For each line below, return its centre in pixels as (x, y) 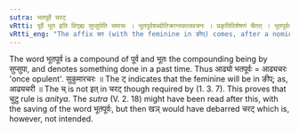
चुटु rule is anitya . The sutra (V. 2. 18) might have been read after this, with (144, 99)
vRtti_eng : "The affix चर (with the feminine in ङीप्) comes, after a (139, 34)
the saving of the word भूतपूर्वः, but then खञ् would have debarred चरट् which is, (149, 109)
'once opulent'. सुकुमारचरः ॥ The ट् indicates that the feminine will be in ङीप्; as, (149, 79)
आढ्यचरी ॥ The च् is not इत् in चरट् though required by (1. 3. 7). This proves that (148, 89)
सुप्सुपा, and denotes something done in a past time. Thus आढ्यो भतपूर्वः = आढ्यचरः (148, 69)
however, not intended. (51, 119)
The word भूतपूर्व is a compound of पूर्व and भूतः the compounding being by (139, 59)
